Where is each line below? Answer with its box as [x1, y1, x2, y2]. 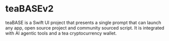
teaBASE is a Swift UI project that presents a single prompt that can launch [5, 19, 161, 25]
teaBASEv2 [5, 3, 54, 14]
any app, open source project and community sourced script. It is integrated [5, 24, 164, 30]
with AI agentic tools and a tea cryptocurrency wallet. [5, 30, 117, 36]
